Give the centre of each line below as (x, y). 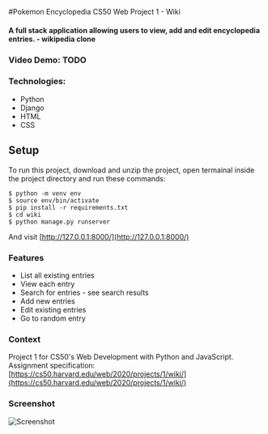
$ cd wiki (25, 215)
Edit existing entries (53, 309)
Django (32, 108)
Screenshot (32, 404)
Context (25, 339)
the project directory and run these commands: (87, 178)
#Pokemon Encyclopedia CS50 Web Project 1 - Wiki (94, 12)
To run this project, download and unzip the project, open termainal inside (132, 170)
